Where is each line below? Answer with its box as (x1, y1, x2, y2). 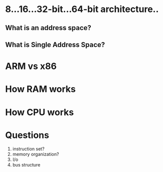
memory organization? (12, 151, 59, 157)
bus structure (12, 162, 41, 168)
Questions (5, 129, 49, 141)
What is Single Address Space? (5, 40, 105, 49)
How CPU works (5, 106, 74, 118)
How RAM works (5, 84, 76, 95)
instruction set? (12, 146, 45, 152)
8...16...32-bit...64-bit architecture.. (5, 4, 159, 15)
